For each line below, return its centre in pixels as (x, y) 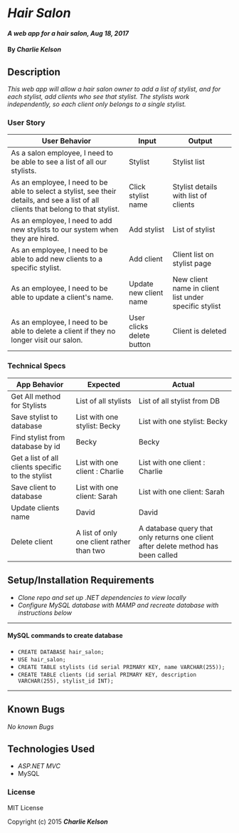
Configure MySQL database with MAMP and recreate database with (118, 605)
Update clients (35, 507)
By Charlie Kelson (34, 50)
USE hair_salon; (42, 659)
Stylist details (195, 187)
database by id (36, 446)
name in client (196, 289)
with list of (190, 196)
